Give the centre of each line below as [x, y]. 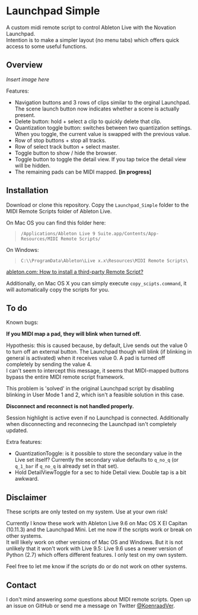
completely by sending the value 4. [49, 364]
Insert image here [28, 79]
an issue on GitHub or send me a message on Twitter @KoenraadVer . [91, 605]
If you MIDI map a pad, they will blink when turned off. [74, 334]
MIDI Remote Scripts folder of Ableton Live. [59, 211]
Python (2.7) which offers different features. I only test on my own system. [97, 555]
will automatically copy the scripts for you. [58, 289]
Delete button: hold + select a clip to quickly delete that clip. [88, 121]
